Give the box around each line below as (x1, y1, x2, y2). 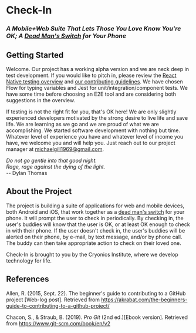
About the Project (6, 186, 72, 197)
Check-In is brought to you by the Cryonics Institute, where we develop (6, 251, 178, 258)
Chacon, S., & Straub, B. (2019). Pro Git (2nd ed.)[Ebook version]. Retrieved (6, 314, 188, 321)
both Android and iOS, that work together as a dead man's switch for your (6, 208, 185, 215)
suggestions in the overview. (6, 96, 75, 103)
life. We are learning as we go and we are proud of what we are (6, 120, 160, 127)
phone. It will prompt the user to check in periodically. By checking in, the (6, 214, 184, 221)
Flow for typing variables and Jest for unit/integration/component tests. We (6, 84, 188, 91)
